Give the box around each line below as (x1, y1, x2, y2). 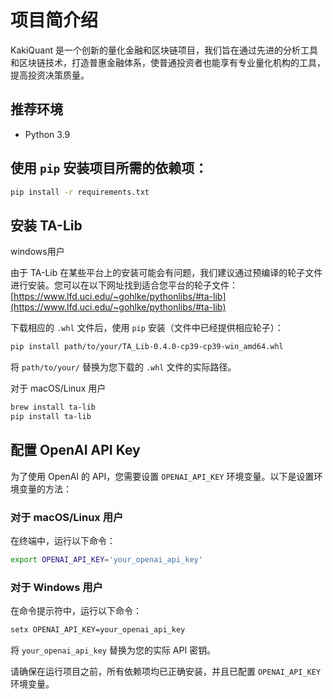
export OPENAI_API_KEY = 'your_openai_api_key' (10, 554, 203, 565)
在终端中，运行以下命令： (10, 534, 116, 546)
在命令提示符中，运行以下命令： (10, 605, 142, 617)
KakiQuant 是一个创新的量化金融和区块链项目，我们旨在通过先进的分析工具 (10, 44, 318, 56)
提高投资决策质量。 (10, 69, 90, 81)
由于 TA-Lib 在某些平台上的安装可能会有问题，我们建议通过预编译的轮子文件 (10, 267, 323, 279)
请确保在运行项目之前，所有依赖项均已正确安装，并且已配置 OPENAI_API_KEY (10, 666, 322, 678)
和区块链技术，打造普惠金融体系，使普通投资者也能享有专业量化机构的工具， (10, 56, 326, 68)
